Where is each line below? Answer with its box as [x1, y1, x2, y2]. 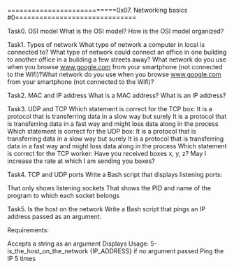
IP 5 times [7, 255, 36, 262]
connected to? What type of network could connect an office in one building [7, 48, 227, 56]
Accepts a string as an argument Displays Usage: [7, 239, 149, 248]
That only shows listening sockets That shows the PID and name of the [7, 184, 212, 192]
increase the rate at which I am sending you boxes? [7, 157, 155, 165]
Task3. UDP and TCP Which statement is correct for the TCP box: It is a [7, 105, 213, 113]
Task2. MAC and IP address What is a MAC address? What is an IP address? [7, 91, 226, 99]
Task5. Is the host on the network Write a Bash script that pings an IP [7, 205, 206, 213]
